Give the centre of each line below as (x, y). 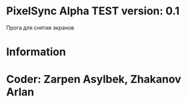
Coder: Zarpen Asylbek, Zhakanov (94, 79)
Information (36, 52)
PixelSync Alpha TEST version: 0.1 (93, 11)
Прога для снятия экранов (40, 28)
